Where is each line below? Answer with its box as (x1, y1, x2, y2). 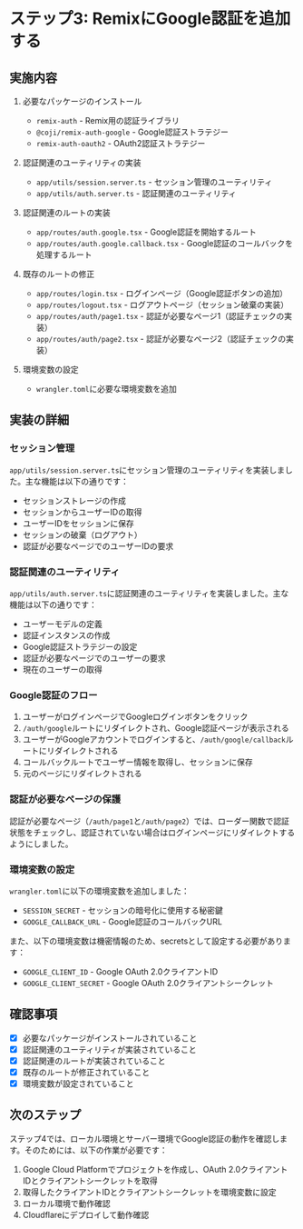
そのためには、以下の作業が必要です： (24, 1144, 168, 1155)
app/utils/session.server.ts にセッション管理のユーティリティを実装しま (9, 465, 286, 475)
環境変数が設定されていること (22, 1078, 134, 1089)
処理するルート (35, 249, 93, 260)
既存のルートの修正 (22, 269, 95, 279)
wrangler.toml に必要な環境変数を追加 (35, 384, 177, 394)
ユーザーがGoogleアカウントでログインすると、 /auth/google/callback (22, 734, 286, 745)
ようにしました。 (9, 838, 73, 849)
